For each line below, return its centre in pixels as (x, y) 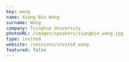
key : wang (18, 12)
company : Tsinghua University (44, 28)
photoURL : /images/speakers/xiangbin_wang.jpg (65, 34)
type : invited (24, 39)
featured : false (26, 50)
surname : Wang (24, 22)
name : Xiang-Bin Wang (33, 17)
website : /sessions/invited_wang (48, 45)
